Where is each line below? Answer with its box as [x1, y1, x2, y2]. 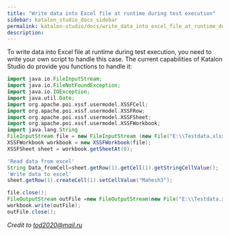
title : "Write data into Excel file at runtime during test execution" [7, 10, 216, 17]
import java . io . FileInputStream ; [7, 76, 103, 83]
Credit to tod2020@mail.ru [7, 220, 83, 229]
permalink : [7, 23, 38, 29]
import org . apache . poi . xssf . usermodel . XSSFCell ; [7, 101, 149, 108]
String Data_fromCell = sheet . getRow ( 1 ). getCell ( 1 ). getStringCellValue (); [7, 164, 219, 171]
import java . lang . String [7, 127, 78, 133]
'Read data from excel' [7, 158, 75, 165]
